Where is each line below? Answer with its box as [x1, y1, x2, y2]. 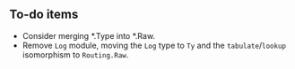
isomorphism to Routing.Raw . [22, 49, 129, 60]
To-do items [9, 7, 79, 22]
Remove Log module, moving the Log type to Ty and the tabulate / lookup [22, 40, 287, 50]
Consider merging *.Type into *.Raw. [22, 30, 155, 41]
